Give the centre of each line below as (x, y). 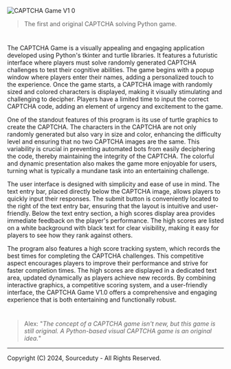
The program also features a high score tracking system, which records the (114, 249)
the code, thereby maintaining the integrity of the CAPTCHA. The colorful (111, 156)
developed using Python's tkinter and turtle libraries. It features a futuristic (112, 56)
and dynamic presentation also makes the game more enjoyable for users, (112, 164)
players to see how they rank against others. (70, 235)
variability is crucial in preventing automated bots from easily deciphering (111, 149)
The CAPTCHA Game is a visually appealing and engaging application (106, 48)
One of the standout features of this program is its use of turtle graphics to (113, 120)
